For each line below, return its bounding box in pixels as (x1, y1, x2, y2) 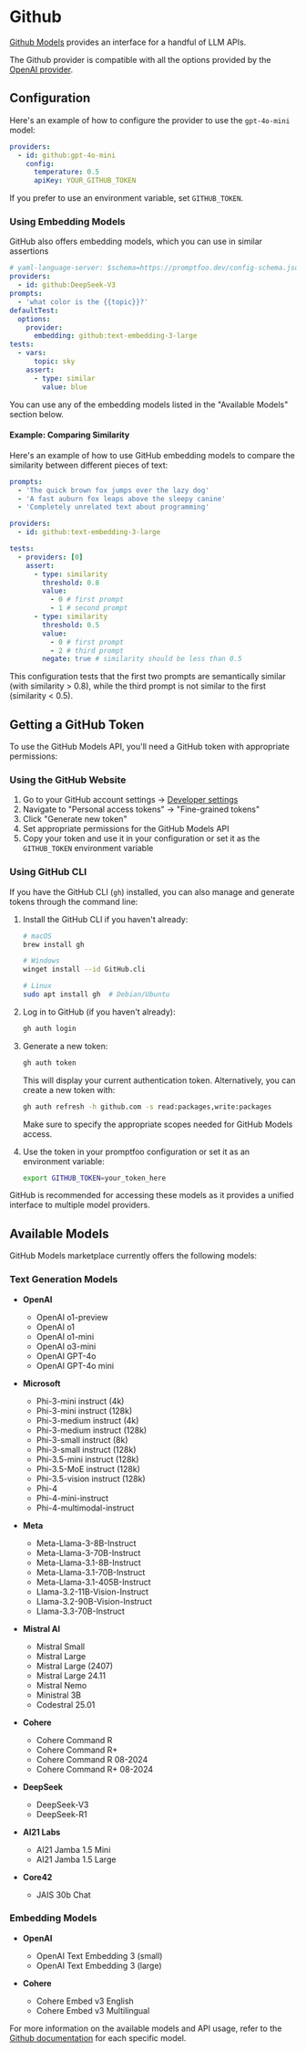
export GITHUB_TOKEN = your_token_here (22, 1173, 167, 1183)
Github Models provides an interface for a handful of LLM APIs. (9, 37, 247, 47)
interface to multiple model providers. (9, 1199, 150, 1211)
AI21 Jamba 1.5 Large (36, 1854, 117, 1865)
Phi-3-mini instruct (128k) (36, 1405, 133, 1416)
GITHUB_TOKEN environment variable (22, 843, 154, 854)
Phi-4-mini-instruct (36, 1492, 109, 1503)
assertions (9, 246, 49, 257)
